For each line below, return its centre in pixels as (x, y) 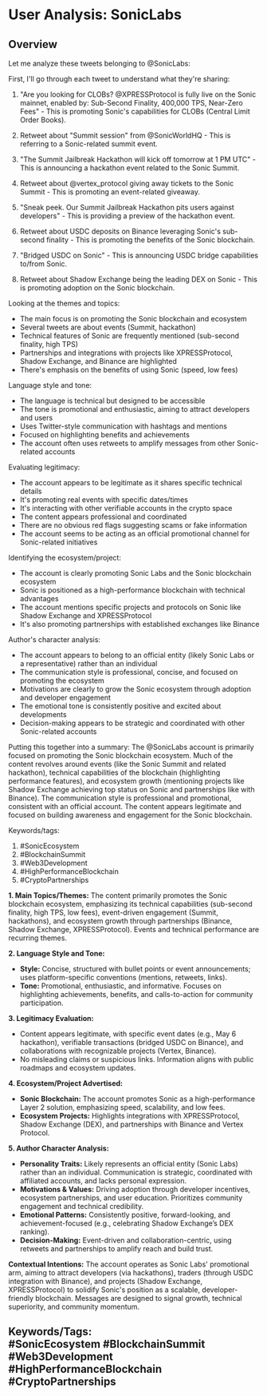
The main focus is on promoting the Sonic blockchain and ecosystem (133, 319)
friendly (21, 1298)
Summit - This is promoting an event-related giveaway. (110, 192)
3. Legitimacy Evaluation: (51, 1018)
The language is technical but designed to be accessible (112, 401)
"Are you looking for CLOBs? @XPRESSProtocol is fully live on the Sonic (138, 94)
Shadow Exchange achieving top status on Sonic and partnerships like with (132, 790)
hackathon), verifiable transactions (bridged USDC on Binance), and (132, 1042)
